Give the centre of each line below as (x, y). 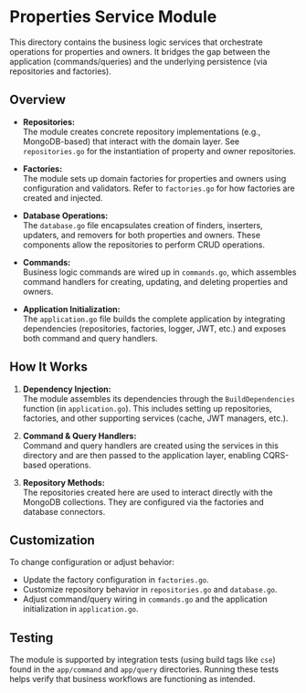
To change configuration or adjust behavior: (92, 562)
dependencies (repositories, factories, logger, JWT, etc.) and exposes (154, 328)
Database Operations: (65, 215)
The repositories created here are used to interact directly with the (148, 492)
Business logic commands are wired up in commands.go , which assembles (159, 272)
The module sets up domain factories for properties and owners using (154, 178)
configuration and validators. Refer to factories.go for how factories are (158, 188)
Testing (32, 638)
